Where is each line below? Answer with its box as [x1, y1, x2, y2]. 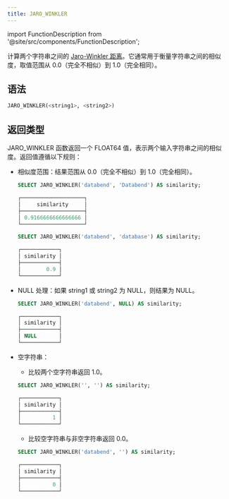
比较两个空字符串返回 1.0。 [27, 368, 106, 376]
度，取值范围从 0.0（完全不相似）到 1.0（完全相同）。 [7, 61, 161, 69]
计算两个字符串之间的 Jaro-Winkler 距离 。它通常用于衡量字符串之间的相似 [7, 52, 221, 60]
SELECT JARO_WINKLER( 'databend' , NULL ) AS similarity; [17, 300, 182, 307]
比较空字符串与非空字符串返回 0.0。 [27, 435, 132, 443]
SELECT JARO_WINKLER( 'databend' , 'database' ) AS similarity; [17, 234, 202, 241]
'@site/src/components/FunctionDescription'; [7, 37, 140, 46]
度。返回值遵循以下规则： [7, 152, 82, 161]
